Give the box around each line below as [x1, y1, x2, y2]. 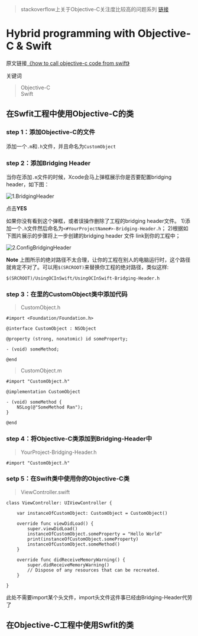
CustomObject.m [20, 367, 62, 374]
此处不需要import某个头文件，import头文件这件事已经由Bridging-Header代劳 [6, 593, 193, 601]
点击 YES [6, 205, 27, 212]
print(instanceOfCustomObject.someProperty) [27, 536, 139, 542]
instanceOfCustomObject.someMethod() [27, 541, 120, 547]
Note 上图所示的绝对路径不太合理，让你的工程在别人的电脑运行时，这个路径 [6, 256, 191, 263]
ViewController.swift [20, 488, 70, 495]
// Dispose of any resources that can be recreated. [27, 567, 160, 573]
